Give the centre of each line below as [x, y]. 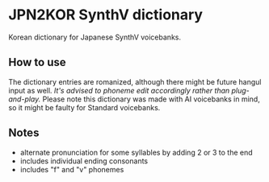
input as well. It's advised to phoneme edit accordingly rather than [119, 90]
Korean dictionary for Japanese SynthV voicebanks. [95, 37]
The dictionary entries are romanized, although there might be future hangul [135, 81]
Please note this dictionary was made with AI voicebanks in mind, [151, 99]
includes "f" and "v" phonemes [72, 169]
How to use [37, 62]
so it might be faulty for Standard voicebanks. [84, 107]
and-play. [25, 99]
